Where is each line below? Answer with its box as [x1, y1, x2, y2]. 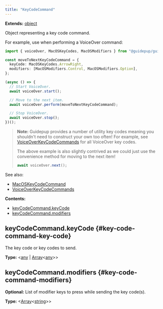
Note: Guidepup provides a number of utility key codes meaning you [16, 129, 154, 134]
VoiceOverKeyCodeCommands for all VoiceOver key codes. [16, 139, 137, 145]
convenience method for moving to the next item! [16, 154, 115, 159]
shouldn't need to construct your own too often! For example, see [16, 134, 148, 139]
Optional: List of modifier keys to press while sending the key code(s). [5, 289, 146, 294]
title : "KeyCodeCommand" [5, 7, 55, 12]
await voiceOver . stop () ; [9, 115, 60, 120]
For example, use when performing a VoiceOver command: [5, 39, 123, 45]
